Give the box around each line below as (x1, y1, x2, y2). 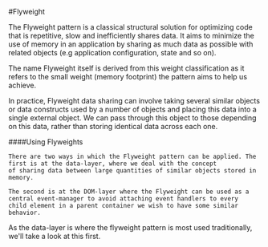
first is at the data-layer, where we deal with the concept (8, 160, 217, 168)
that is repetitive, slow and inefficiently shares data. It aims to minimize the (8, 31, 254, 40)
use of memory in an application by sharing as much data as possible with (8, 39, 254, 49)
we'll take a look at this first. (8, 232, 101, 241)
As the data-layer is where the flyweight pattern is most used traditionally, (8, 223, 253, 232)
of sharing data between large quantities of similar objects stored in (8, 167, 257, 175)
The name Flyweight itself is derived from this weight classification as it (8, 63, 245, 73)
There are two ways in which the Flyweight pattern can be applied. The (8, 152, 257, 160)
